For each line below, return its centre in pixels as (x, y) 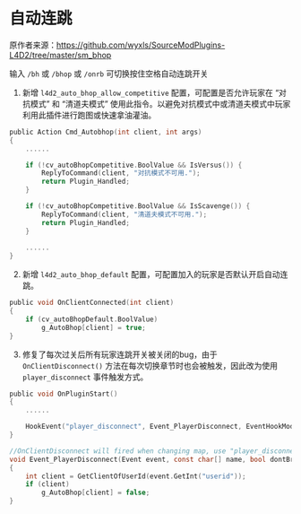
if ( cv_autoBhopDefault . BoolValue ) (92, 319)
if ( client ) (47, 484)
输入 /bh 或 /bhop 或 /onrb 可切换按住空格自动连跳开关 (109, 74)
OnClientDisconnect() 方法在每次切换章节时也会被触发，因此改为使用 (150, 365)
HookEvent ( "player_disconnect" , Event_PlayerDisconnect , (134, 427)
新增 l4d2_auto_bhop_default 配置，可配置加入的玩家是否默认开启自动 (151, 274)
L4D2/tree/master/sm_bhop (60, 55)
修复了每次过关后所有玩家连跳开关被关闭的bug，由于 (120, 354)
